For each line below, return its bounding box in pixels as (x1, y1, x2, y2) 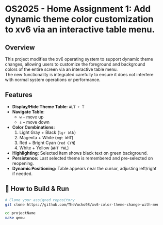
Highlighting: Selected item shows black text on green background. (12, 150, 148, 156)
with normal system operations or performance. (5, 77, 101, 82)
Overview (5, 43, 35, 51)
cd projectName (5, 211, 36, 216)
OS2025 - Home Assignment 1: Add (5, 3, 151, 15)
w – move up (19, 114, 44, 120)
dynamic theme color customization (5, 14, 154, 25)
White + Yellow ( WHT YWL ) (19, 145, 69, 151)
